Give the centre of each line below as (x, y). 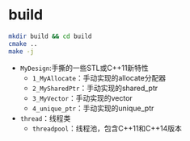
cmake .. (23, 44)
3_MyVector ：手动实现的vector (82, 97)
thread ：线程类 (45, 118)
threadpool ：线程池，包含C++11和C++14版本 (107, 128)
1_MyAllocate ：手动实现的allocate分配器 (99, 77)
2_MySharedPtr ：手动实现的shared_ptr (95, 88)
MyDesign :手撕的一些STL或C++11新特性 (84, 68)
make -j (21, 51)
